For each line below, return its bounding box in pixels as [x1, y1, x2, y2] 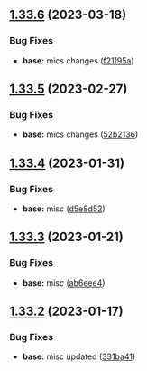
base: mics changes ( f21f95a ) [22, 54, 134, 66]
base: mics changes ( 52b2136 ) [22, 129, 139, 140]
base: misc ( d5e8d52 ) [22, 203, 106, 214]
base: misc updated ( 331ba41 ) [22, 351, 136, 362]
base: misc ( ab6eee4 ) [22, 277, 106, 288]
